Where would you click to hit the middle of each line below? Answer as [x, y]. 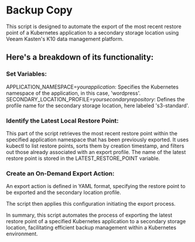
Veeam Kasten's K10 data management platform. [65, 39]
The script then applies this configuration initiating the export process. [91, 204]
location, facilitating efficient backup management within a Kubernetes [91, 228]
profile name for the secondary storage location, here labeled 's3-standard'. [97, 105]
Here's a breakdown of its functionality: [80, 57]
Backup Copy [40, 10]
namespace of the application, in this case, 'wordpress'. [73, 93]
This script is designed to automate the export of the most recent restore [94, 26]
